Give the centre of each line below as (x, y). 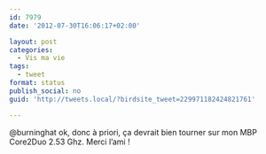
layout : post (33, 42)
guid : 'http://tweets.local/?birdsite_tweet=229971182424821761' (132, 99)
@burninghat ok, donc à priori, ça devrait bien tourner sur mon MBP (133, 132)
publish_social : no (45, 91)
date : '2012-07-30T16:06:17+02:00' (75, 26)
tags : (19, 66)
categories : (31, 50)
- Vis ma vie (41, 58)
